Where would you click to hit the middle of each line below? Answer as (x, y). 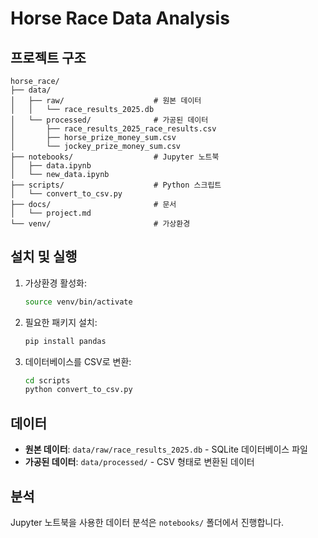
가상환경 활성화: (55, 283)
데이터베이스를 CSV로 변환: (78, 361)
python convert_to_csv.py (78, 390)
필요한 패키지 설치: (61, 322)
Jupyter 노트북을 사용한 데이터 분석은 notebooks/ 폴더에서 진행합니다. (147, 522)
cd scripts (47, 380)
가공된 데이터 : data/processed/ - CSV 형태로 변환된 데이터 (139, 462)
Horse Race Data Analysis (120, 18)
